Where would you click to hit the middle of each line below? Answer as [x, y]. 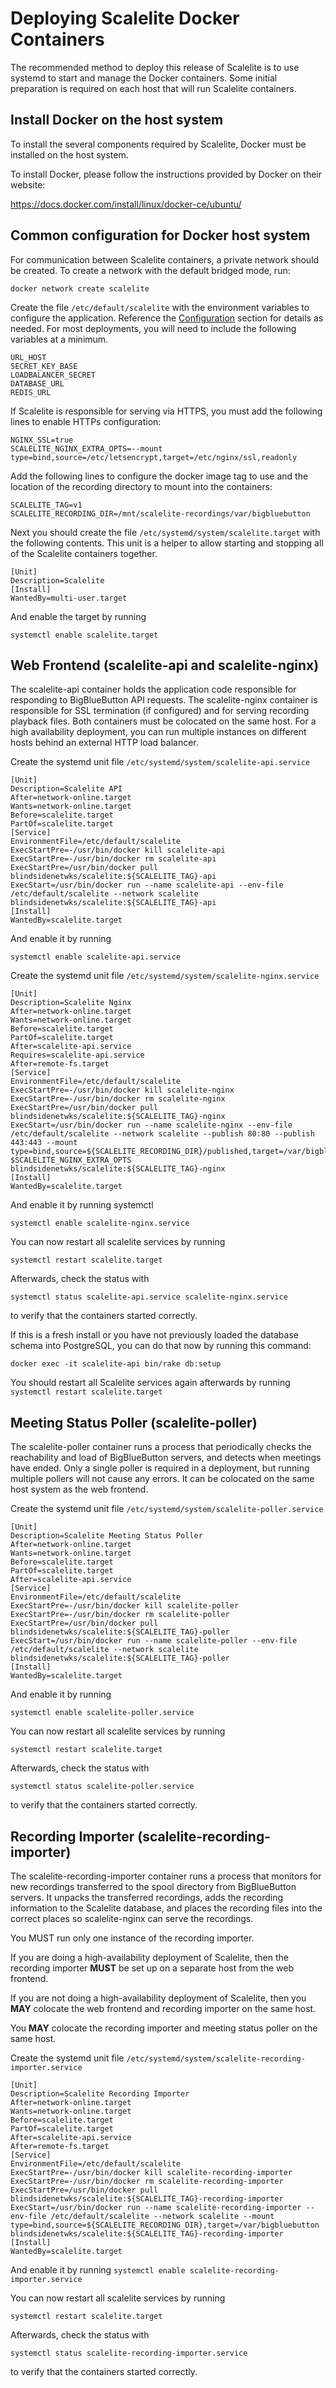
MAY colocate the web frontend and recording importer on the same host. [163, 2008]
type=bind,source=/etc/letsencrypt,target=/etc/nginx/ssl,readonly [154, 457]
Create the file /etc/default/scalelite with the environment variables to [160, 307]
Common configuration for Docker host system [160, 235]
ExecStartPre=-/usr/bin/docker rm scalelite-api [113, 859]
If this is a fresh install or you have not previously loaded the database [154, 1335]
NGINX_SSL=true [42, 440]
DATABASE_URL [37, 383]
